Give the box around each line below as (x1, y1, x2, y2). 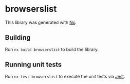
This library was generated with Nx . (5, 19, 76, 25)
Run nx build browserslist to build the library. (5, 46, 99, 52)
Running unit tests (5, 61, 62, 69)
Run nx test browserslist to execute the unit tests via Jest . (5, 73, 125, 79)
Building (5, 34, 31, 42)
